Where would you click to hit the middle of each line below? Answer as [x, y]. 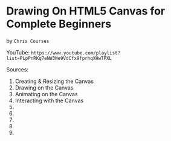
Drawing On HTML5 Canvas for [85, 11]
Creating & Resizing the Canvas [54, 81]
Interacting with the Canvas [49, 100]
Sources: [18, 69]
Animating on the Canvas [46, 94]
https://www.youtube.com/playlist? [76, 53]
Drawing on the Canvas [44, 87]
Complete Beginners [59, 24]
